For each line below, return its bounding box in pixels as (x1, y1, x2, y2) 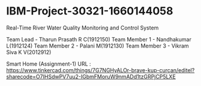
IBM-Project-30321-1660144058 (6, 4, 173, 18)
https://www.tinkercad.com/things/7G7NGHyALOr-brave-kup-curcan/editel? (6, 66, 195, 73)
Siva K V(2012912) (6, 48, 52, 55)
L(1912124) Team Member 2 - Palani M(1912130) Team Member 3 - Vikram (6, 42, 189, 49)
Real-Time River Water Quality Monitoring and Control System (6, 24, 159, 31)
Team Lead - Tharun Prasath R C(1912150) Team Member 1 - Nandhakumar (6, 35, 192, 43)
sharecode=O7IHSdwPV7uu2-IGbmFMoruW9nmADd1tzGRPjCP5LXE (6, 73, 176, 80)
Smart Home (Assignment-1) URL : (6, 60, 91, 67)
